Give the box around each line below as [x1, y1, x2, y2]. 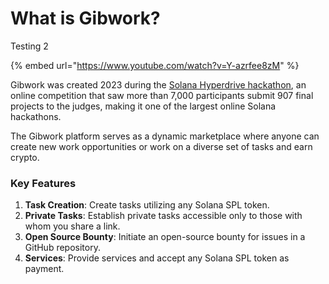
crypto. [10, 151, 40, 163]
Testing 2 [10, 40, 49, 52]
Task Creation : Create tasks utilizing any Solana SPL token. [24, 199, 270, 211]
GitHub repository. [24, 242, 101, 254]
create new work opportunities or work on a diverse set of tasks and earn [10, 140, 313, 152]
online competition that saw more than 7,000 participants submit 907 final [10, 89, 314, 101]
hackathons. [10, 110, 62, 122]
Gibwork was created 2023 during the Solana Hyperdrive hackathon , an [10, 78, 307, 91]
